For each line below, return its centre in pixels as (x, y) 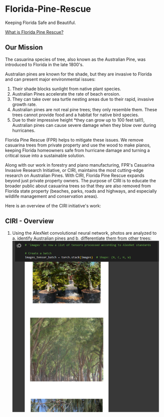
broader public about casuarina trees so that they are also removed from (78, 186)
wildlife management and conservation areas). (52, 196)
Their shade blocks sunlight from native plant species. (66, 89)
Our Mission (24, 48)
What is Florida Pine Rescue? (34, 32)
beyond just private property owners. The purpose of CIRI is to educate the (81, 180)
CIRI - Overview (30, 221)
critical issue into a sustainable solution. (45, 155)
